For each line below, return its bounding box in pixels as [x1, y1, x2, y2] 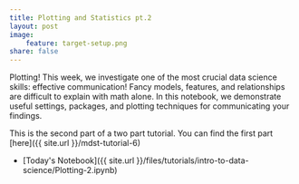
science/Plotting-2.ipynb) [22, 165, 118, 176]
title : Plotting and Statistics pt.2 [9, 13, 152, 23]
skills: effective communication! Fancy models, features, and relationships [9, 82, 285, 92]
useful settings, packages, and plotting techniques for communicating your [9, 101, 290, 111]
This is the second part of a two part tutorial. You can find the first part [9, 128, 274, 139]
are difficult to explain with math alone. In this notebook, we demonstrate [9, 92, 282, 102]
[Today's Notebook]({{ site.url [22, 155, 135, 166]
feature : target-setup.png [25, 38, 128, 48]
